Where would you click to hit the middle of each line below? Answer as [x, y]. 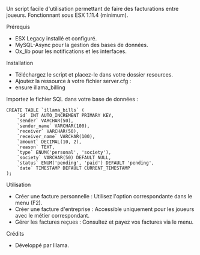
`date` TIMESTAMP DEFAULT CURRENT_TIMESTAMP [74, 168]
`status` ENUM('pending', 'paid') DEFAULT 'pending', [86, 163]
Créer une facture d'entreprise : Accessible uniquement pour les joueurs [105, 209]
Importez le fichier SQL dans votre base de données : [72, 99]
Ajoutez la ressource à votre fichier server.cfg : [73, 81]
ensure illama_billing [40, 87]
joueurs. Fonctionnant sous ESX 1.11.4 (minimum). [67, 15]
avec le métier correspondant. [52, 216]
